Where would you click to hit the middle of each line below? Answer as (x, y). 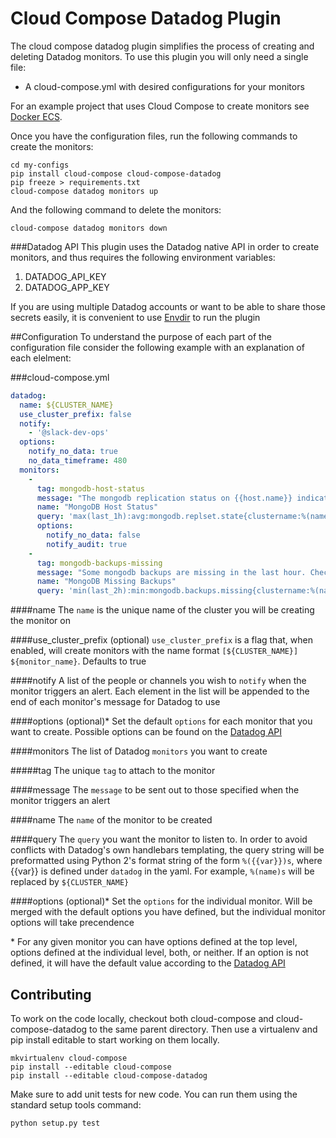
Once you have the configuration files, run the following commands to (154, 136)
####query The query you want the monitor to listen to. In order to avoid (159, 839)
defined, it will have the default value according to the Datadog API (148, 963)
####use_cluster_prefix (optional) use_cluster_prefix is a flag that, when (161, 640)
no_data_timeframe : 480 (78, 461)
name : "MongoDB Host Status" (97, 507)
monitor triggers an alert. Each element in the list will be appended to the (160, 691)
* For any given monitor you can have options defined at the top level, (154, 942)
